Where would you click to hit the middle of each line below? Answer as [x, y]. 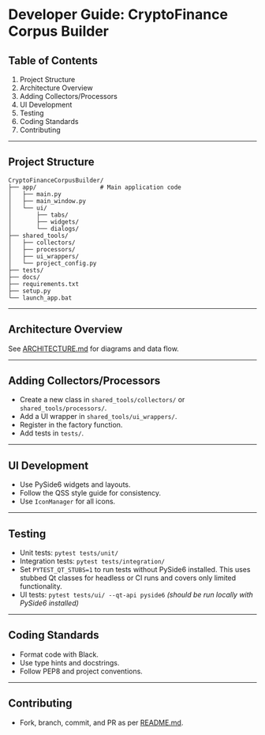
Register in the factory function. [71, 425]
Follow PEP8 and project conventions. [81, 671]
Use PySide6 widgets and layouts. [75, 484]
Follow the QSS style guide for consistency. [90, 493]
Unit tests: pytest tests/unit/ [69, 553]
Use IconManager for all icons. [67, 501]
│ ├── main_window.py [47, 201]
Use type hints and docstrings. [69, 662]
